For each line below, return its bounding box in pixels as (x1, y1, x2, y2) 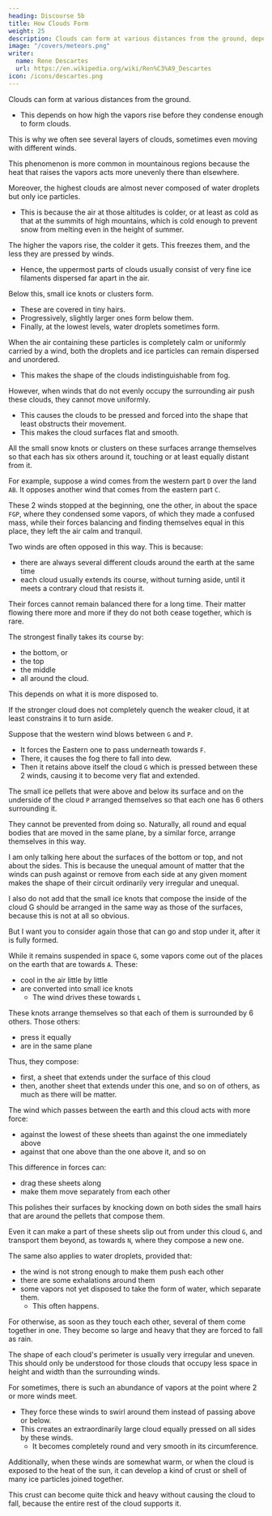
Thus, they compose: (8, 1056, 79, 1066)
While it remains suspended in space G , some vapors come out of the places (8, 951, 263, 960)
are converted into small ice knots (19, 983, 134, 993)
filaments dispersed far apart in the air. (19, 273, 150, 283)
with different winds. (8, 143, 77, 152)
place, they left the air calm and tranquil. (8, 526, 143, 535)
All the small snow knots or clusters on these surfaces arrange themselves (8, 443, 257, 453)
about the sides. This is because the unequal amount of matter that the (8, 860, 245, 871)
